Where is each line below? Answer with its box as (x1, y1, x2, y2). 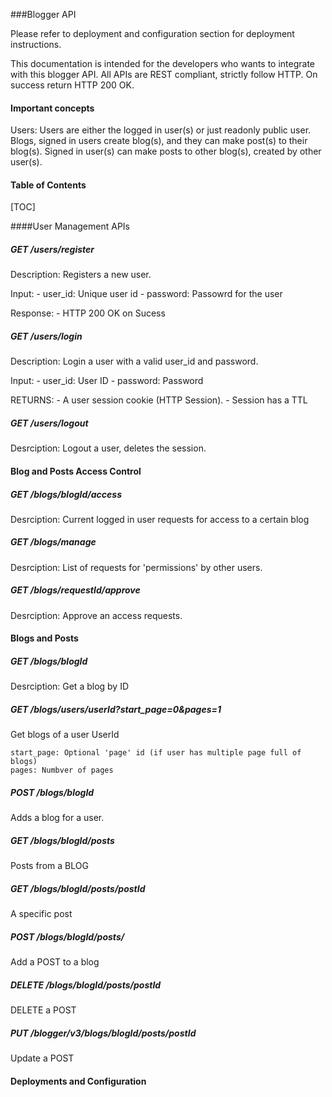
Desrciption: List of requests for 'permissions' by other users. (10, 561, 263, 573)
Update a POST (10, 1052, 75, 1064)
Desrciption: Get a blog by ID (10, 680, 130, 693)
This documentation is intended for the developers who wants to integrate (10, 58, 316, 69)
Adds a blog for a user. (10, 812, 105, 824)
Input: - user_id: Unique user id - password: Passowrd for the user (10, 288, 283, 300)
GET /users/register (10, 244, 95, 255)
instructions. (10, 39, 62, 50)
